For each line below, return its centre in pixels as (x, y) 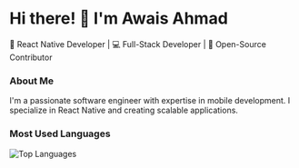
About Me (32, 81)
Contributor (31, 57)
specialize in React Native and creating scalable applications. (124, 110)
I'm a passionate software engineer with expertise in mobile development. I (150, 101)
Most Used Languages (60, 133)
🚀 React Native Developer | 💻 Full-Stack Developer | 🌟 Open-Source (138, 44)
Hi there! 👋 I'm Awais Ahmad (119, 19)
